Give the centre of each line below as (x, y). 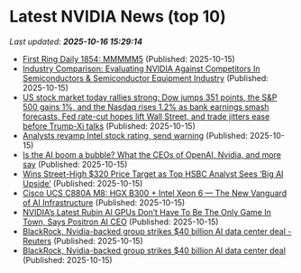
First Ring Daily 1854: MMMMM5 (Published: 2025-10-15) (129, 59)
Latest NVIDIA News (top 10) (118, 17)
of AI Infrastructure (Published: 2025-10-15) (104, 202)
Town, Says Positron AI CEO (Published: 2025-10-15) (120, 222)
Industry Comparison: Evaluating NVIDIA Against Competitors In (141, 68)
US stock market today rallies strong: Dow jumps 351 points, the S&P (150, 97)
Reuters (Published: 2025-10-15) (83, 241)
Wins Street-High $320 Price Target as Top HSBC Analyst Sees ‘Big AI (153, 174)
